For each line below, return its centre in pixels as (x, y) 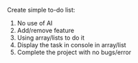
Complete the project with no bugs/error (74, 52)
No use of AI (35, 23)
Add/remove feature (45, 30)
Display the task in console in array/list (71, 45)
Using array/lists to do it (50, 38)
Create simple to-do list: (41, 10)
